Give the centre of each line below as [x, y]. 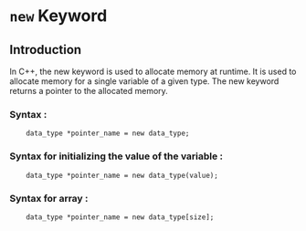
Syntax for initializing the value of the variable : [116, 156]
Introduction [46, 50]
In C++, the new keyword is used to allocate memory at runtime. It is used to [153, 71]
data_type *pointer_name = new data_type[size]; [120, 217]
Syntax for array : [49, 198]
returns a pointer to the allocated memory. [89, 91]
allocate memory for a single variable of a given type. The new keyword [144, 81]
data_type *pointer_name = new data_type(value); [122, 175]
